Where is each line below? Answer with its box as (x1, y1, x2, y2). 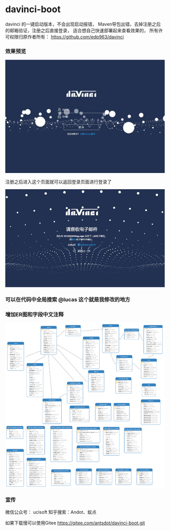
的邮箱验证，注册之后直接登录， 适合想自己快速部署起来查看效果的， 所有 (5, 27, 158, 34)
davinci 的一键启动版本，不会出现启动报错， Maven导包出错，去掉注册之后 (5, 21, 161, 27)
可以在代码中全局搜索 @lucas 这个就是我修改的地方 (5, 296, 131, 303)
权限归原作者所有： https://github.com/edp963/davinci (9, 34, 124, 40)
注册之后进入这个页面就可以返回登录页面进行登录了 (5, 179, 112, 185)
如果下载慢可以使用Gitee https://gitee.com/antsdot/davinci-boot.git (5, 520, 145, 526)
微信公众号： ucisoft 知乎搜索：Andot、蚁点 (5, 509, 97, 515)
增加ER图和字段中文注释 (5, 311, 64, 318)
